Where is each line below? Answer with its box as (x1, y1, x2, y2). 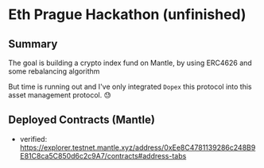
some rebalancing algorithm (8, 67, 100, 76)
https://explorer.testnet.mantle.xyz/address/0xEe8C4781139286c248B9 (19, 143, 256, 152)
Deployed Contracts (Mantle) (8, 113, 155, 127)
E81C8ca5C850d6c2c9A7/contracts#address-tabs (19, 151, 187, 160)
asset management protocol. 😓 (8, 90, 111, 100)
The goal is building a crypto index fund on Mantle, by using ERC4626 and (8, 58, 252, 67)
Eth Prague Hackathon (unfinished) (8, 6, 247, 24)
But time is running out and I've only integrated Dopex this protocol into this (8, 82, 252, 91)
